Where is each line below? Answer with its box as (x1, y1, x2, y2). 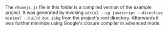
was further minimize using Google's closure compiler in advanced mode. (5, 20, 161, 26)
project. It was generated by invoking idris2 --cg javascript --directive (5, 9, 163, 15)
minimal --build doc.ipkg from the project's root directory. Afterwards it (5, 15, 159, 20)
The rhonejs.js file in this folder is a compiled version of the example (5, 4, 152, 10)
